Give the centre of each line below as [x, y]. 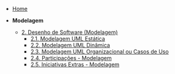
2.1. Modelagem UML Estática [68, 39]
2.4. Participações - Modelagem [71, 58]
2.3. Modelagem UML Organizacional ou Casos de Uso [100, 52]
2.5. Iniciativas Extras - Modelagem [75, 64]
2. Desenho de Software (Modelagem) [69, 32]
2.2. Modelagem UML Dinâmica [70, 45]
